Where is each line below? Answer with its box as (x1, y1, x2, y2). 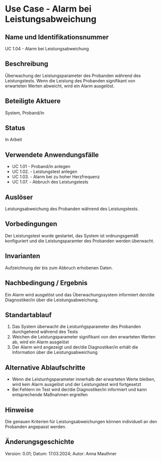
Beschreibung (5, 60, 48, 68)
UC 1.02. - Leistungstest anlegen (12, 169, 77, 175)
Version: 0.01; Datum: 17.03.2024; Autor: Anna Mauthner (5, 450, 117, 456)
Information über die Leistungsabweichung (12, 350, 98, 355)
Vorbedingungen (5, 220, 58, 228)
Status (5, 124, 26, 132)
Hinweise (5, 406, 34, 414)
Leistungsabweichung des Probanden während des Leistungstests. (5, 206, 139, 212)
